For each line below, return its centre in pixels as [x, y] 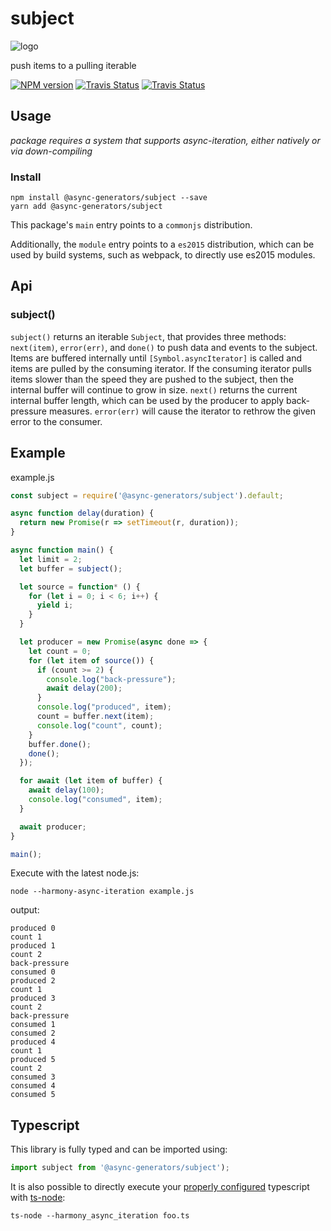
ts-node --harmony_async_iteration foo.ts [100, 1216]
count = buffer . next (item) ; [95, 717]
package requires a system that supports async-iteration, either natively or [165, 140]
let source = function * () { [80, 587]
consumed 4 [33, 1086]
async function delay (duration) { [82, 513]
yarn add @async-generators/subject [86, 207]
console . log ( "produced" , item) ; [104, 707]
